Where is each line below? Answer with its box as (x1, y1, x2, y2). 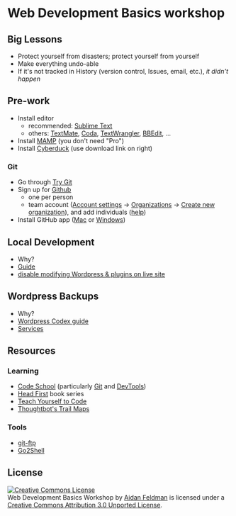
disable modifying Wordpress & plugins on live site (17, 269, 165, 278)
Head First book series (17, 390, 84, 398)
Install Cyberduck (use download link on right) (17, 144, 153, 152)
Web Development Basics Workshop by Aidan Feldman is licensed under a (7, 493, 225, 501)
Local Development (7, 236, 95, 248)
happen (17, 74, 41, 83)
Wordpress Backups (7, 291, 99, 303)
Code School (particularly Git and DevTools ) (17, 382, 147, 391)
